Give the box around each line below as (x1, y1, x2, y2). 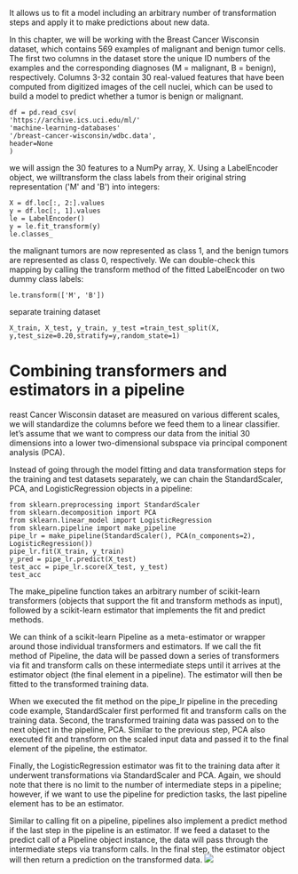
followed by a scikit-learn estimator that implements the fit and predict (9, 605, 266, 615)
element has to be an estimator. (9, 798, 124, 808)
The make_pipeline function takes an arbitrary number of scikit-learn (9, 586, 261, 597)
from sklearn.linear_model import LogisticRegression (9, 516, 213, 525)
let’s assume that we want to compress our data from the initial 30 (9, 428, 251, 438)
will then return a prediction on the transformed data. (9, 854, 203, 865)
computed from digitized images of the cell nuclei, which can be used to (9, 82, 273, 92)
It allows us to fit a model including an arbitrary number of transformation (9, 8, 277, 18)
